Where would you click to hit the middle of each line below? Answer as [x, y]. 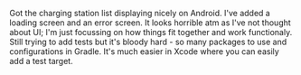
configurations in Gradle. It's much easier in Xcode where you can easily [145, 52]
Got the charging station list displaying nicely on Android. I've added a [140, 13]
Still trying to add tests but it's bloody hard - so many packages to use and [148, 42]
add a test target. [42, 61]
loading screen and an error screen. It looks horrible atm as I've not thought [150, 23]
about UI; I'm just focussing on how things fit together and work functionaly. [151, 32]
